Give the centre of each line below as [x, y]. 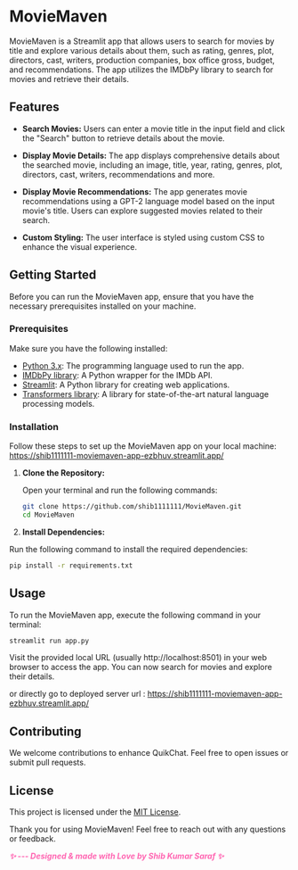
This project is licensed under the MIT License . [95, 812]
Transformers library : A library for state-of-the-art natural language [145, 394]
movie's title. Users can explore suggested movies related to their [142, 211]
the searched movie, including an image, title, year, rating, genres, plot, [152, 165]
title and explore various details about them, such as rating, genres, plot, [141, 50]
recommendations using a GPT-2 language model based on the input [149, 201]
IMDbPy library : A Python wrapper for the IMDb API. [117, 375]
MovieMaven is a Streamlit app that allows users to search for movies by [142, 41]
